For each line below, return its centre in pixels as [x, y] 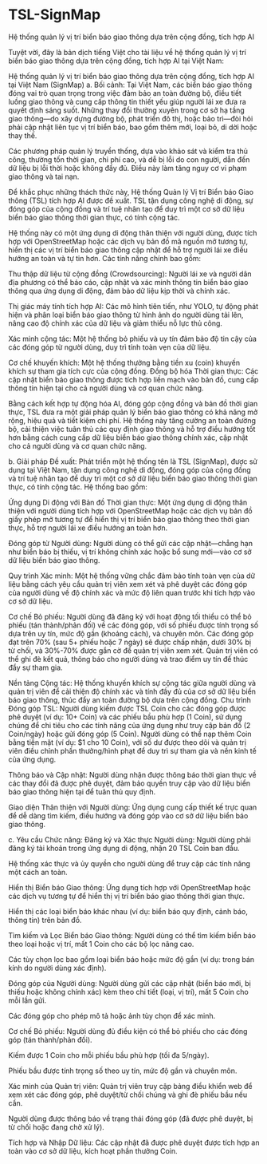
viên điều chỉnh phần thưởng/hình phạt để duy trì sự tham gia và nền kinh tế [132, 750]
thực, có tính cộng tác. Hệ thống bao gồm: [78, 487]
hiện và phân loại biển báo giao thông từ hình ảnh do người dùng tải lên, [126, 315]
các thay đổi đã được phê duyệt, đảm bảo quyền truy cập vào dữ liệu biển [130, 783]
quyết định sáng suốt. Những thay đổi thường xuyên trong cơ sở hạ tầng [126, 110]
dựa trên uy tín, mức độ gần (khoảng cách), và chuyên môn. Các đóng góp [131, 633]
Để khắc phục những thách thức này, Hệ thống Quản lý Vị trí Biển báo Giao [131, 192]
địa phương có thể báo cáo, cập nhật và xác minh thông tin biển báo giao [128, 282]
